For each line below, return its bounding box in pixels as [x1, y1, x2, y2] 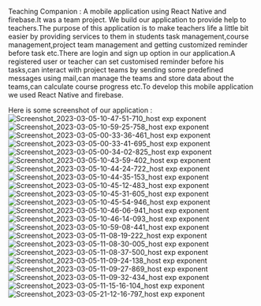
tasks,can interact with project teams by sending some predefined [8, 65, 223, 74]
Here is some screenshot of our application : [8, 105, 152, 115]
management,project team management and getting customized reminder [8, 40, 248, 50]
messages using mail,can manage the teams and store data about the [8, 74, 234, 83]
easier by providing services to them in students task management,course [8, 31, 249, 41]
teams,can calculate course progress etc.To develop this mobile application [8, 82, 254, 91]
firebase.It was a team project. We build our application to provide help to [8, 15, 247, 24]
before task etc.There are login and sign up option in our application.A [8, 49, 236, 57]
